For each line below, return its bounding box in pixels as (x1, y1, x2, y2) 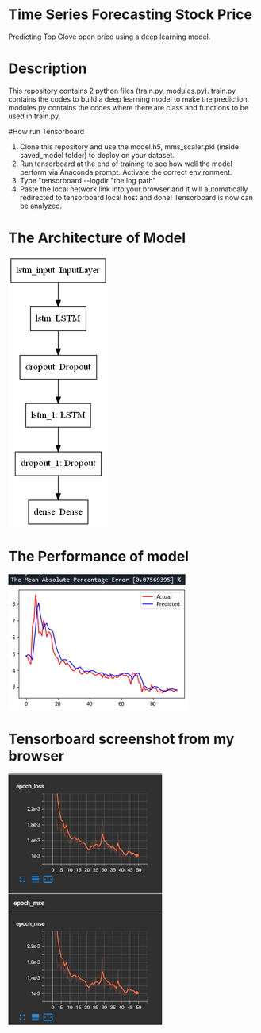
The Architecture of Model (8, 229, 186, 247)
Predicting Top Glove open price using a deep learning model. (8, 32, 211, 41)
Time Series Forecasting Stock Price (8, 6, 252, 24)
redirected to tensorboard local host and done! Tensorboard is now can (19, 192, 254, 202)
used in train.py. (8, 111, 61, 121)
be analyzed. (19, 201, 63, 210)
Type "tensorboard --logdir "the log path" (19, 175, 156, 185)
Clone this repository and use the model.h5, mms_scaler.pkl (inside (19, 141, 240, 152)
